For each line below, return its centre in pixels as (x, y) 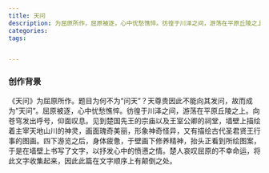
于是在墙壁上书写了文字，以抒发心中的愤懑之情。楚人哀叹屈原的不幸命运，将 (134, 151)
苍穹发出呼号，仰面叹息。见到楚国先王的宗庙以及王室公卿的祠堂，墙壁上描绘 (134, 120)
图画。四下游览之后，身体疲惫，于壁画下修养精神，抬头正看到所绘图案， (141, 140)
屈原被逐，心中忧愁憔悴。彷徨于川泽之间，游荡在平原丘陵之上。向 (151, 111)
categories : (28, 30)
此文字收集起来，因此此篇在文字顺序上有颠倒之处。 (92, 160)
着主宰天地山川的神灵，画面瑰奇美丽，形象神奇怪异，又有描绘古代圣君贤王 (131, 131)
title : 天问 (27, 16)
